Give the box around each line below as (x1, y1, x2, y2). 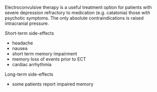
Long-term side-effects (5, 71, 54, 77)
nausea (12, 45, 28, 51)
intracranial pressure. (5, 20, 49, 26)
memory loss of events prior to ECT (12, 56, 86, 62)
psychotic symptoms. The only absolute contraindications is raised (5, 15, 144, 21)
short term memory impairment (12, 51, 77, 57)
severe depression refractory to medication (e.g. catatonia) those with (5, 10, 150, 16)
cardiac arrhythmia (12, 62, 51, 67)
